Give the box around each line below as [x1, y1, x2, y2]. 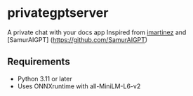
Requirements [7, 56, 70, 68]
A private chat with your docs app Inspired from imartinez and [7, 28, 187, 36]
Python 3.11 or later [17, 74, 72, 83]
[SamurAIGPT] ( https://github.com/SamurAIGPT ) [7, 35, 148, 43]
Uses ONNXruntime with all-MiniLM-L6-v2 [17, 82, 141, 90]
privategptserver [7, 5, 109, 21]
